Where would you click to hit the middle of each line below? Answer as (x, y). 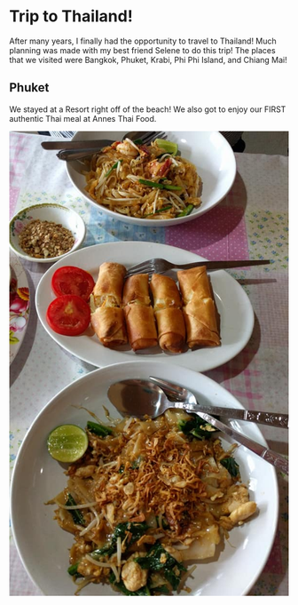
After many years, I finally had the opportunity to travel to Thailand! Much (143, 41)
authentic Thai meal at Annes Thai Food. (83, 118)
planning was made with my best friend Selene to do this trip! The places (143, 50)
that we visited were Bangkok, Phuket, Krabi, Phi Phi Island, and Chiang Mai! (148, 60)
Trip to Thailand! (71, 16)
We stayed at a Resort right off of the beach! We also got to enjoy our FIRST (148, 109)
